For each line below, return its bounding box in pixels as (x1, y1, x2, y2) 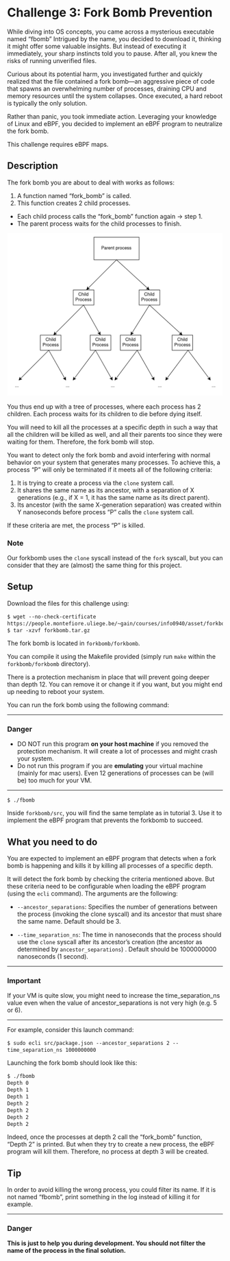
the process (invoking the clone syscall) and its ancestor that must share (16, 910, 222, 918)
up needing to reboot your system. (7, 687, 105, 695)
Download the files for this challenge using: (7, 599, 129, 608)
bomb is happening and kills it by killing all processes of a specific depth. (7, 861, 214, 869)
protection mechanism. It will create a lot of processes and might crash (16, 747, 218, 756)
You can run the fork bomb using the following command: (7, 701, 170, 709)
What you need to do (7, 836, 98, 848)
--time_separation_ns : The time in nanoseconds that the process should (16, 930, 222, 939)
